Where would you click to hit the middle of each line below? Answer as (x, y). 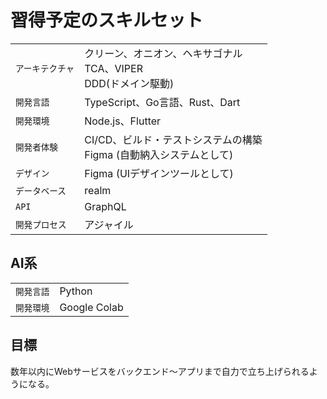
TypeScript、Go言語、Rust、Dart (162, 102)
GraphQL (105, 206)
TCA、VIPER (113, 68)
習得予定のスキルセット (107, 20)
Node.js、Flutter (123, 121)
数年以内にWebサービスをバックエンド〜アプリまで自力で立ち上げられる (160, 371)
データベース (41, 190)
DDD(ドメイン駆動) (129, 83)
